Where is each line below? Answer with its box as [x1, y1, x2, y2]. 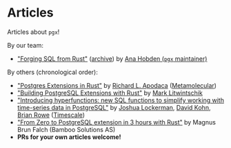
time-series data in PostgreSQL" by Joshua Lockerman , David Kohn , [17, 103, 211, 111]
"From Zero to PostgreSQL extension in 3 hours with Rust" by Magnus [17, 118, 216, 126]
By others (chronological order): [7, 68, 98, 76]
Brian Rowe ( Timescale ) [17, 111, 85, 119]
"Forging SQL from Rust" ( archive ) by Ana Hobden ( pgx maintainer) [17, 54, 208, 63]
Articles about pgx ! [7, 28, 60, 36]
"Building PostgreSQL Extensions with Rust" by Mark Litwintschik [17, 89, 203, 97]
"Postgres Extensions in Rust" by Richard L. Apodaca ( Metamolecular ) [17, 81, 217, 89]
